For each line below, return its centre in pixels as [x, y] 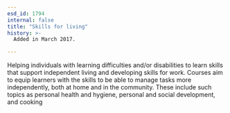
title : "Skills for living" [48, 26]
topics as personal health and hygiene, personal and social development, [112, 95]
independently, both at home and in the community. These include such [109, 87]
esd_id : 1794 [26, 14]
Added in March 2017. [45, 40]
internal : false [30, 20]
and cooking [25, 102]
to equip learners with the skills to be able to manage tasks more [99, 80]
